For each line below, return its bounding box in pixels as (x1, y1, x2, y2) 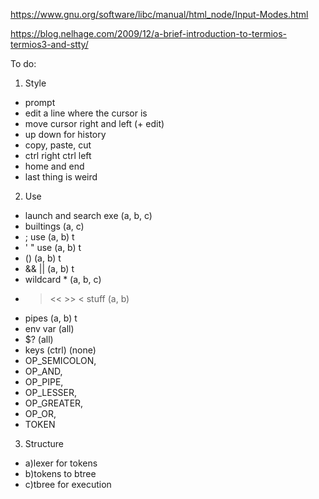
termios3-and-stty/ (10, 39, 89, 50)
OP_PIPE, (24, 376, 64, 388)
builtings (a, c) (24, 220, 85, 232)
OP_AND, (24, 365, 63, 377)
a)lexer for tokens (24, 457, 98, 469)
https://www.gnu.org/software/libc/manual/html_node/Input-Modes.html (10, 9, 309, 20)
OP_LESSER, (24, 387, 78, 398)
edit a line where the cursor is (24, 107, 148, 119)
